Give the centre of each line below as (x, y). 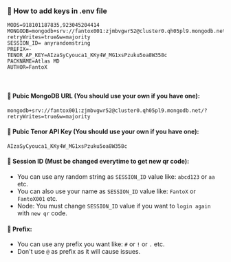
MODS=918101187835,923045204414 (53, 25)
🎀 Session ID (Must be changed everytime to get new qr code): (98, 162)
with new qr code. (42, 213)
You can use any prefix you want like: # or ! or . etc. (91, 244)
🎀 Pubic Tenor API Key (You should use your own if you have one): (103, 132)
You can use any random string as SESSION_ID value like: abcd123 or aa (116, 176)
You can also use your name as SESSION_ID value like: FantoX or (106, 191)
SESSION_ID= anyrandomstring (49, 43)
